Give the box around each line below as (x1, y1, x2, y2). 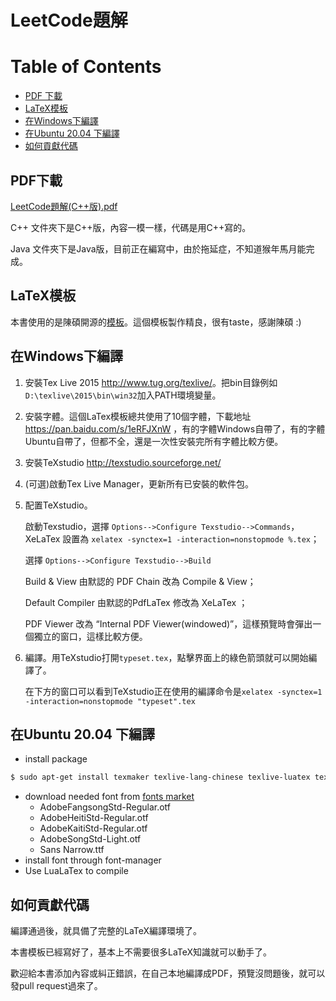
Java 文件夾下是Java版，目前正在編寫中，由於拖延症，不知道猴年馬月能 (10, 242, 307, 255)
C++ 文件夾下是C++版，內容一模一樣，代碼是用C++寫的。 (10, 221, 252, 233)
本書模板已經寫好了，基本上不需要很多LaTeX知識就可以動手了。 (10, 946, 273, 958)
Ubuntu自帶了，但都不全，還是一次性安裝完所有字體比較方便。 (24, 435, 284, 447)
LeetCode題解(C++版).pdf (10, 200, 118, 212)
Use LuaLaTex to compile (24, 865, 129, 877)
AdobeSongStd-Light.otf (39, 833, 142, 845)
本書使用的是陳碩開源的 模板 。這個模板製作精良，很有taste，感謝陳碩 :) (10, 316, 302, 328)
